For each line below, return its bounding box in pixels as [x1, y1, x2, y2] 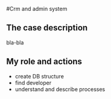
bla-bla [6, 39, 24, 46]
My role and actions [6, 56, 83, 67]
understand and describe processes [14, 85, 106, 93]
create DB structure [14, 72, 65, 80]
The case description [6, 22, 88, 33]
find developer [14, 79, 52, 86]
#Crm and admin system [6, 5, 68, 12]
